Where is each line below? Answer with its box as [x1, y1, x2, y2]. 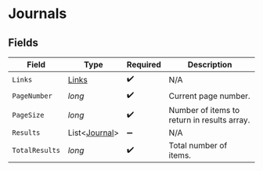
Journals [8, 5, 67, 23]
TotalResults [12, 146, 61, 155]
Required [126, 60, 162, 70]
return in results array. [168, 115, 250, 126]
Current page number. [168, 90, 250, 101]
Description [187, 60, 232, 70]
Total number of [168, 140, 228, 151]
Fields [8, 36, 39, 49]
